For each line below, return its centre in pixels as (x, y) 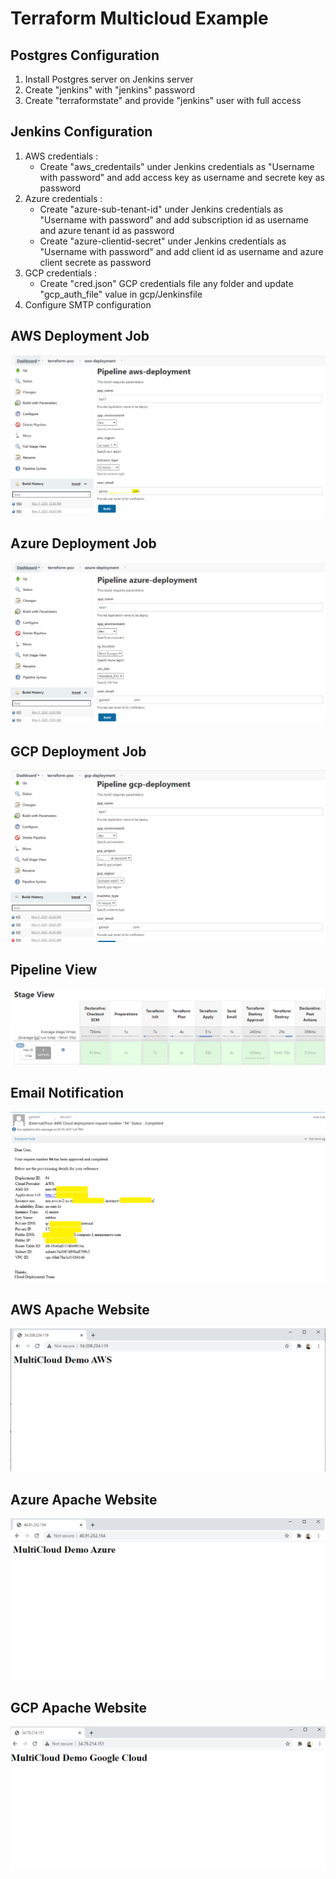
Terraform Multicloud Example (139, 18)
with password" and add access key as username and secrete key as (182, 177)
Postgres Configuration (85, 55)
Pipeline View (54, 970)
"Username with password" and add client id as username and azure (181, 251)
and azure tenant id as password (107, 230)
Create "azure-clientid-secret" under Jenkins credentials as (163, 241)
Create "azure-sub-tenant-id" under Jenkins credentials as (161, 209)
